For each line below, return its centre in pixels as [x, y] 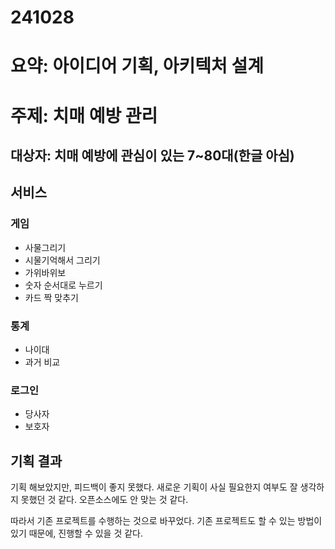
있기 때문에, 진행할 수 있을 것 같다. [77, 533]
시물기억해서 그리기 [62, 260]
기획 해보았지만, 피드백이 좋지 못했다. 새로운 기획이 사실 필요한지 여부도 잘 [154, 487]
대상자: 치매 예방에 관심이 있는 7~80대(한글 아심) [152, 155]
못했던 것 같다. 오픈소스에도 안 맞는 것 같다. [104, 500]
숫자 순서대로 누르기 [63, 285]
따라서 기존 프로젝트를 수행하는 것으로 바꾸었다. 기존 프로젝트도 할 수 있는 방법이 [166, 521]
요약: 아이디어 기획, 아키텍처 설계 [137, 66]
